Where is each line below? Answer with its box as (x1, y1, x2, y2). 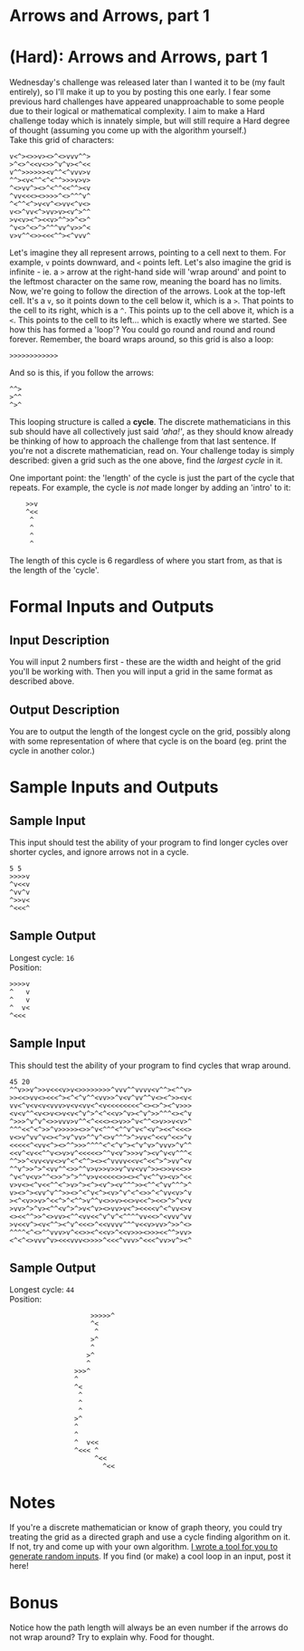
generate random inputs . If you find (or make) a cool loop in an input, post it (9, 1550, 291, 1562)
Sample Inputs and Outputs (9, 777, 219, 798)
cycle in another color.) (9, 744, 95, 756)
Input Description (9, 632, 110, 648)
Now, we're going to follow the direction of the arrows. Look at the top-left (9, 286, 286, 297)
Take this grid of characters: (9, 135, 115, 146)
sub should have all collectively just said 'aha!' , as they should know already (9, 427, 294, 437)
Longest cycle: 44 (9, 1284, 75, 1295)
